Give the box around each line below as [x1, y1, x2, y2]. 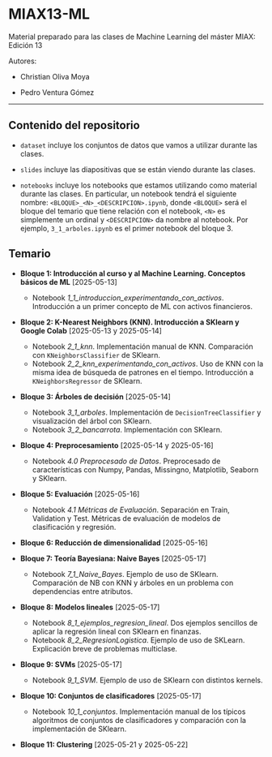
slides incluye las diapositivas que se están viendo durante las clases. [19, 164, 256, 174]
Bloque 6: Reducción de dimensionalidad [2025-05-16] [19, 537, 208, 548]
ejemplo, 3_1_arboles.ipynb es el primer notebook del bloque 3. [19, 223, 233, 233]
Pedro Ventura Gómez [19, 87, 95, 97]
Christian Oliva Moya [19, 71, 91, 81]
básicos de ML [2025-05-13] [19, 277, 117, 286]
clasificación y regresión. [32, 522, 117, 531]
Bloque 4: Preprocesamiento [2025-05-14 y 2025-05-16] [19, 440, 214, 450]
